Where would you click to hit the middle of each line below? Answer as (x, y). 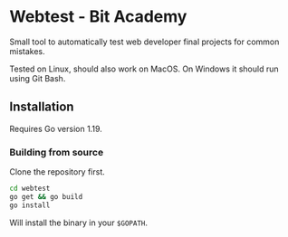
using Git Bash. (38, 78)
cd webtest (30, 189)
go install (30, 205)
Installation (42, 107)
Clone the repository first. (58, 172)
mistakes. (27, 51)
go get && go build (46, 196)
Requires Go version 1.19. (56, 128)
